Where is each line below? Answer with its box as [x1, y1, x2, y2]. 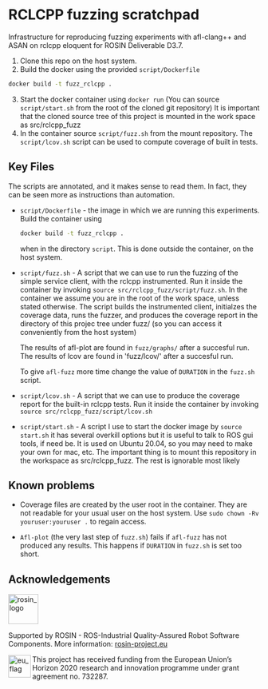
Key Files [8, 160, 54, 173]
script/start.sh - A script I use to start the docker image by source [19, 421, 242, 431]
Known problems [8, 478, 96, 492]
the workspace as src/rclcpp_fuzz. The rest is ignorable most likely [19, 456, 241, 465]
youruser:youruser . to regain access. [19, 517, 147, 527]
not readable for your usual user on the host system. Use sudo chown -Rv [19, 508, 259, 518]
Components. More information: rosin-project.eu [8, 639, 168, 649]
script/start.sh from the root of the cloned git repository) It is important [19, 102, 260, 113]
